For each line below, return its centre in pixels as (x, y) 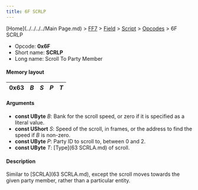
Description (21, 161)
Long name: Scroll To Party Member (59, 58)
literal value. (30, 123)
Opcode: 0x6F (33, 46)
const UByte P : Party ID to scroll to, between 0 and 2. (80, 142)
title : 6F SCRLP (26, 12)
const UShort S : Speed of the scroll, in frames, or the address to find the (103, 129)
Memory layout (25, 72)
